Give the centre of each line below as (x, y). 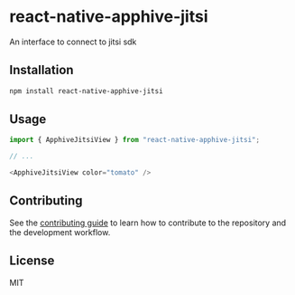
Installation (41, 70)
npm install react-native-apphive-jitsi (87, 91)
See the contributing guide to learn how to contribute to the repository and (148, 223)
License (32, 261)
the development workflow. (60, 232)
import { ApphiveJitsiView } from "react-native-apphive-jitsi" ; (134, 140)
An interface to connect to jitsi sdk (73, 42)
